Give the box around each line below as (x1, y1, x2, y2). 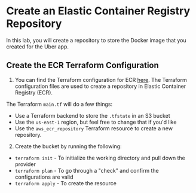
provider (14, 160, 36, 168)
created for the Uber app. (6, 43, 69, 50)
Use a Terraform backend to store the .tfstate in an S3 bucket (14, 112, 170, 119)
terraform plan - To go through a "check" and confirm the (14, 167, 160, 174)
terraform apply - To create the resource (14, 179, 117, 186)
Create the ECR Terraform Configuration (6, 60, 160, 71)
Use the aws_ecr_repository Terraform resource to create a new (14, 124, 173, 132)
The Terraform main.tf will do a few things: (6, 100, 112, 108)
